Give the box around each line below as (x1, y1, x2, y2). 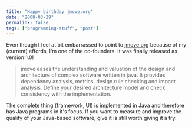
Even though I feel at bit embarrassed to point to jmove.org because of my (6, 41, 187, 48)
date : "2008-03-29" (6, 14, 54, 20)
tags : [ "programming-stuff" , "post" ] (6, 25, 99, 31)
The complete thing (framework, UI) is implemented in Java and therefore (6, 102, 184, 109)
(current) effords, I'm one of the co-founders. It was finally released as (6, 48, 178, 55)
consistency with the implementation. (20, 90, 112, 97)
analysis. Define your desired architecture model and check (20, 84, 165, 92)
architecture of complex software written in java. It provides (20, 71, 165, 79)
